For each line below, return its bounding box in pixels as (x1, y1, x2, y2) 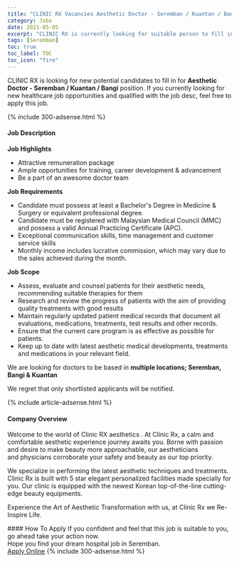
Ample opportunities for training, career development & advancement (17, 166, 222, 174)
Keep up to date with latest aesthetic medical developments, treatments (17, 342, 228, 350)
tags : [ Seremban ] (7, 37, 59, 44)
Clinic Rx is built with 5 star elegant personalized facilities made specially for (7, 474, 231, 483)
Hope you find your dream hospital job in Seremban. (7, 539, 161, 548)
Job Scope (7, 267, 41, 276)
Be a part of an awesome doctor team (17, 173, 129, 182)
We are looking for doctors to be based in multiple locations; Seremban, (7, 363, 222, 372)
